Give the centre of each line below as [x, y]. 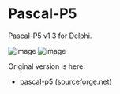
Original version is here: [47, 66]
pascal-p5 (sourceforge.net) [66, 81]
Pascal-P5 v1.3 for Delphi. [50, 36]
